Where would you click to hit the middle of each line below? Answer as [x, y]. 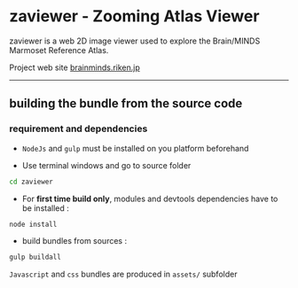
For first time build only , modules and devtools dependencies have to [150, 198]
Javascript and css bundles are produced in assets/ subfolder [123, 274]
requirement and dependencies [78, 128]
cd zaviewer [31, 182]
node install [33, 224]
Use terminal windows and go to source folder [106, 165]
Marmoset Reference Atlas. [59, 50]
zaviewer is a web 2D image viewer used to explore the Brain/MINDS [135, 41]
